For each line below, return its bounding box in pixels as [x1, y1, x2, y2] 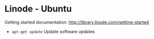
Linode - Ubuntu [4, 3, 72, 14]
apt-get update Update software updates [11, 28, 95, 34]
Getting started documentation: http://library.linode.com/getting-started [4, 19, 149, 25]
